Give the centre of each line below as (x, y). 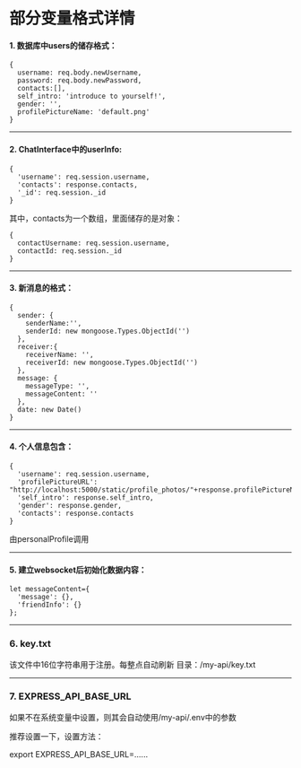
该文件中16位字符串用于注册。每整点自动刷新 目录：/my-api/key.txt (133, 664)
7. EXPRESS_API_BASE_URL (70, 696)
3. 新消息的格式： (42, 288)
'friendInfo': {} (50, 605)
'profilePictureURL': (58, 482)
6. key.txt (30, 644)
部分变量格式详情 (73, 18)
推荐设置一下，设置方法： (56, 736)
